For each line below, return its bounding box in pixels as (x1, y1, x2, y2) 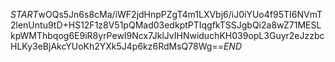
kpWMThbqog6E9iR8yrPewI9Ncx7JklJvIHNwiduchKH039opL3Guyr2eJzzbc (10, 30, 325, 41)
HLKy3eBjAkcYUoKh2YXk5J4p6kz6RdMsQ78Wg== (10, 40, 224, 52)
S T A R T (10, 9, 39, 20)
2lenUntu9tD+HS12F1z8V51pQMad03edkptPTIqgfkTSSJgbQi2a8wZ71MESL (10, 19, 322, 31)
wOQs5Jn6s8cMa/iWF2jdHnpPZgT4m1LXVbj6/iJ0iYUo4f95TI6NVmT (38, 9, 323, 20)
